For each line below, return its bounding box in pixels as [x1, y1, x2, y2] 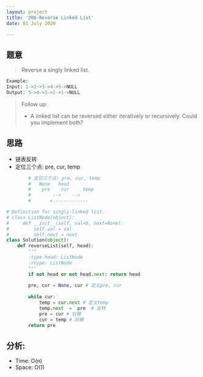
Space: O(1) [15, 364, 45, 371]
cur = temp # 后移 [38, 317, 84, 323]
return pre [28, 322, 56, 328]
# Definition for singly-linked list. [6, 209, 105, 215]
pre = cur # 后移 [38, 311, 81, 317]
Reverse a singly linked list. [21, 66, 90, 74]
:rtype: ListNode [28, 260, 72, 266]
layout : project [6, 9, 48, 15]
